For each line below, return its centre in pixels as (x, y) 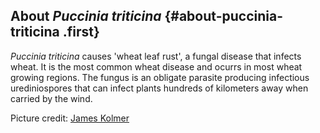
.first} (81, 32)
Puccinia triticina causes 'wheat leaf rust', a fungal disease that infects (156, 56)
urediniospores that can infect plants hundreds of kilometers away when (159, 88)
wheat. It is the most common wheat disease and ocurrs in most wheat (156, 66)
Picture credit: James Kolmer (70, 118)
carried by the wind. (51, 98)
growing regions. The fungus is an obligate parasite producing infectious (160, 77)
